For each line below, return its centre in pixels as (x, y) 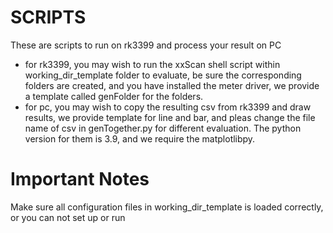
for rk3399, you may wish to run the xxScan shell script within (152, 64)
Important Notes (80, 179)
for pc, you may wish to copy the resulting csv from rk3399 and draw (168, 107)
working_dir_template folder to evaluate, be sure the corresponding (163, 75)
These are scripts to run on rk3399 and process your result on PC (146, 45)
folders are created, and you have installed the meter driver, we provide (172, 85)
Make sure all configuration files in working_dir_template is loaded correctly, (167, 207)
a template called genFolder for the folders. (114, 96)
